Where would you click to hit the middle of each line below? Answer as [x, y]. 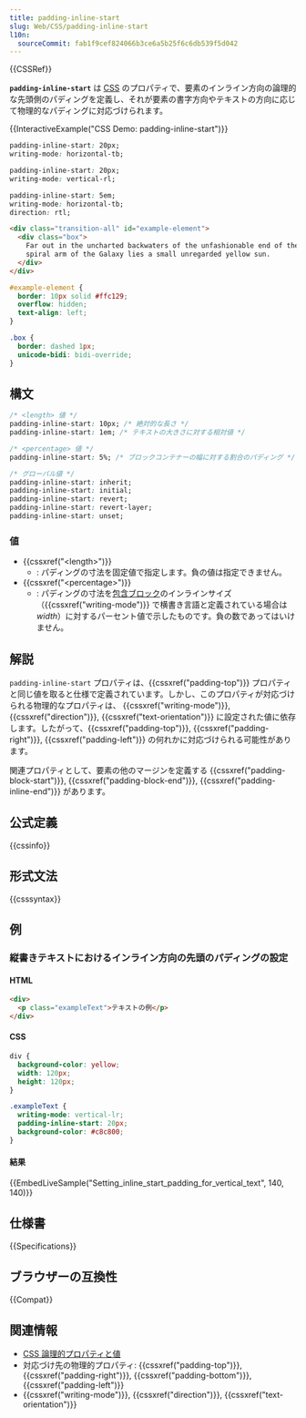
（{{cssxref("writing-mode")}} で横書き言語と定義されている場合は [162, 605]
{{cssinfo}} [30, 845]
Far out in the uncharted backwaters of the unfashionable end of [154, 246]
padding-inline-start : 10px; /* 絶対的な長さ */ [99, 424]
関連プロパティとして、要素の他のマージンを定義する [108, 770]
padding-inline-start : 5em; [63, 195]
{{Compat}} [31, 1300]
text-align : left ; [53, 313]
